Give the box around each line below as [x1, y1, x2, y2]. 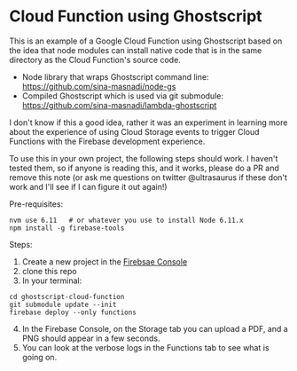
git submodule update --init [9, 300, 117, 309]
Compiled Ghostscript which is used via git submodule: [21, 91, 224, 101]
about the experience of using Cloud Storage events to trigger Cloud [9, 126, 260, 137]
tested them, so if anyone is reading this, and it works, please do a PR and [9, 162, 279, 173]
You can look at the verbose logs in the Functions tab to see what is [21, 342, 270, 352]
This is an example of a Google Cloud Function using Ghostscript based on [9, 36, 283, 46]
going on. [21, 351, 58, 362]
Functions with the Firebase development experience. [9, 136, 206, 146]
